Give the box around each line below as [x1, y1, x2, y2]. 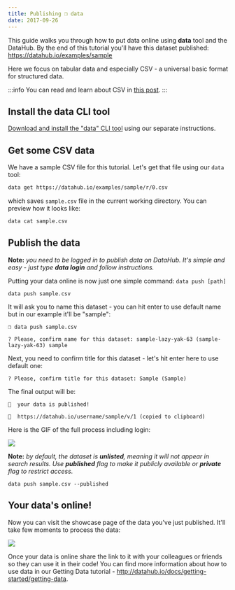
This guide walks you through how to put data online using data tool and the [8, 36, 228, 44]
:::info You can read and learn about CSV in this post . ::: [8, 85, 168, 94]
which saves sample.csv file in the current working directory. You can [8, 197, 207, 205]
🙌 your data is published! [8, 400, 90, 408]
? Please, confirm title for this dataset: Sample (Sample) [8, 375, 187, 382]
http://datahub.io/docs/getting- [116, 567, 207, 575]
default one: [8, 361, 43, 370]
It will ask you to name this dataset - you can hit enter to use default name [8, 302, 222, 311]
